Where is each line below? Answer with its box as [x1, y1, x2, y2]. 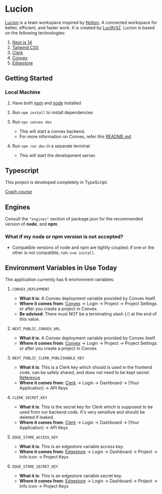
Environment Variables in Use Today [5, 263, 117, 272]
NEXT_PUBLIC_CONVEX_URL [12, 327, 61, 332]
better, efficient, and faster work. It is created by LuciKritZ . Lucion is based [5, 24, 155, 30]
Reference [19, 375, 40, 381]
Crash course [5, 189, 33, 195]
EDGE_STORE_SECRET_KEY [12, 464, 58, 469]
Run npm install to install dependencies [12, 109, 93, 115]
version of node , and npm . [5, 221, 59, 227]
